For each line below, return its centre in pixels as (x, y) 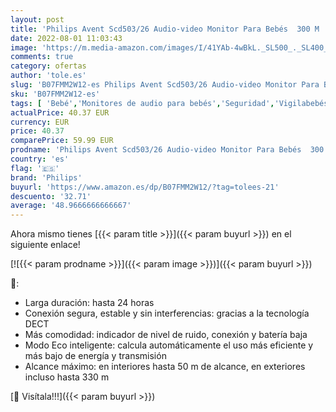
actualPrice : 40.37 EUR (60, 112)
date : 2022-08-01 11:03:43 (66, 38)
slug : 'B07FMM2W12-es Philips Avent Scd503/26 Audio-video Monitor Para (165, 85)
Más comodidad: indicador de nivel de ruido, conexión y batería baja (166, 335)
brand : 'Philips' (46, 177)
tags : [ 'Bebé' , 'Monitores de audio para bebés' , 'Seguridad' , (142, 103)
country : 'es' (40, 159)
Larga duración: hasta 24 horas (89, 303)
